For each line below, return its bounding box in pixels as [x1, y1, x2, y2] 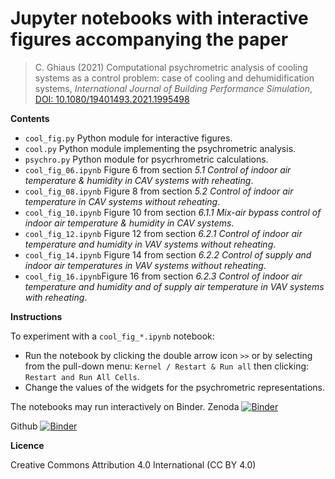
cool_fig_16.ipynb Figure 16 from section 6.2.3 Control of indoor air [24, 270, 303, 282]
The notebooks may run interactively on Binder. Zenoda [10, 400, 240, 412]
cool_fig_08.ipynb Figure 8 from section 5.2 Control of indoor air [24, 185, 294, 197]
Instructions [10, 310, 63, 322]
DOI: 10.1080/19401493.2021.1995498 [34, 93, 190, 105]
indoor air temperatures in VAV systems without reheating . [24, 259, 267, 271]
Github [10, 420, 38, 432]
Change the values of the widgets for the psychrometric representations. [24, 381, 326, 393]
